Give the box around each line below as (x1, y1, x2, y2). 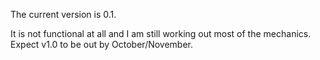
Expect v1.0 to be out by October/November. (10, 39, 194, 50)
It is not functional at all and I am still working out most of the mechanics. (10, 28, 312, 39)
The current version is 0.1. (10, 9, 117, 20)
